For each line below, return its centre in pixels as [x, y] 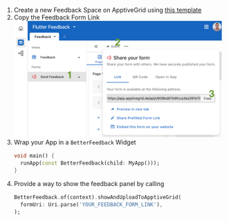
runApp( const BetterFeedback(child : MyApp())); [90, 163]
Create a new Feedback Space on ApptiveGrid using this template [108, 10]
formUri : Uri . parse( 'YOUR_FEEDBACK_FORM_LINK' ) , [92, 204]
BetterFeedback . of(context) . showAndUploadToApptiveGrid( [98, 197]
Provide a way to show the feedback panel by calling [89, 183]
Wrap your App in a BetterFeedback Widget [75, 142]
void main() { [34, 156]
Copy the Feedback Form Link [57, 17]
